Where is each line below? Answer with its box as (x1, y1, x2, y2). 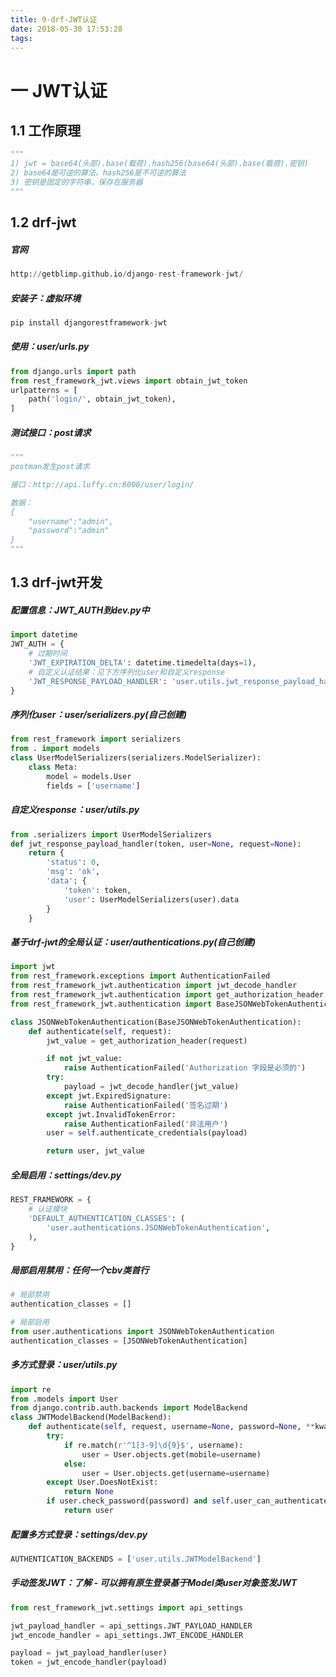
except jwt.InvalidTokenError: (46, 1109, 177, 1120)
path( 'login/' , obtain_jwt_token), (28, 394, 177, 405)
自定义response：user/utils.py (10, 804, 140, 816)
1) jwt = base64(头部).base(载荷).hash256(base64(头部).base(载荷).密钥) (10, 159, 309, 169)
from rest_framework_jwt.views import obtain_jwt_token (10, 376, 248, 386)
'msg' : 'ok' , (46, 867, 101, 877)
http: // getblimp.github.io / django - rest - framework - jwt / (10, 269, 244, 280)
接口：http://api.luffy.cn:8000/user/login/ (10, 479, 195, 490)
